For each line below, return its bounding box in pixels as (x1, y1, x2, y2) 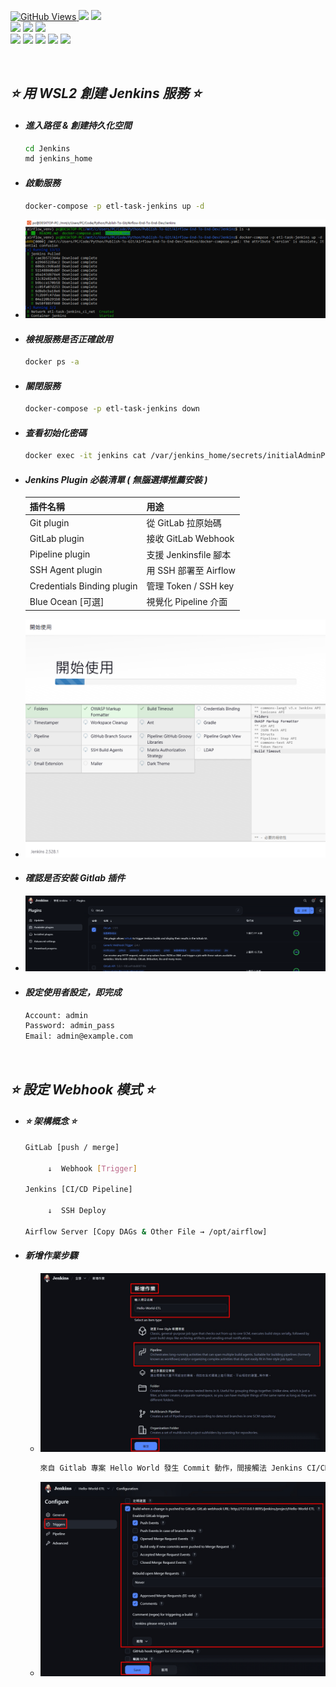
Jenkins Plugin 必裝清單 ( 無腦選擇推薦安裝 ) (24, 473, 208, 485)
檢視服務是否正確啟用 (24, 333, 113, 345)
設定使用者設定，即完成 (24, 986, 122, 998)
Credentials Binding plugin (29, 580, 138, 592)
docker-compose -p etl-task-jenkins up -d (24, 201, 205, 211)
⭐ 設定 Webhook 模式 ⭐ (10, 1081, 155, 1098)
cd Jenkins (24, 143, 71, 154)
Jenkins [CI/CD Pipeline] (24, 1185, 133, 1195)
